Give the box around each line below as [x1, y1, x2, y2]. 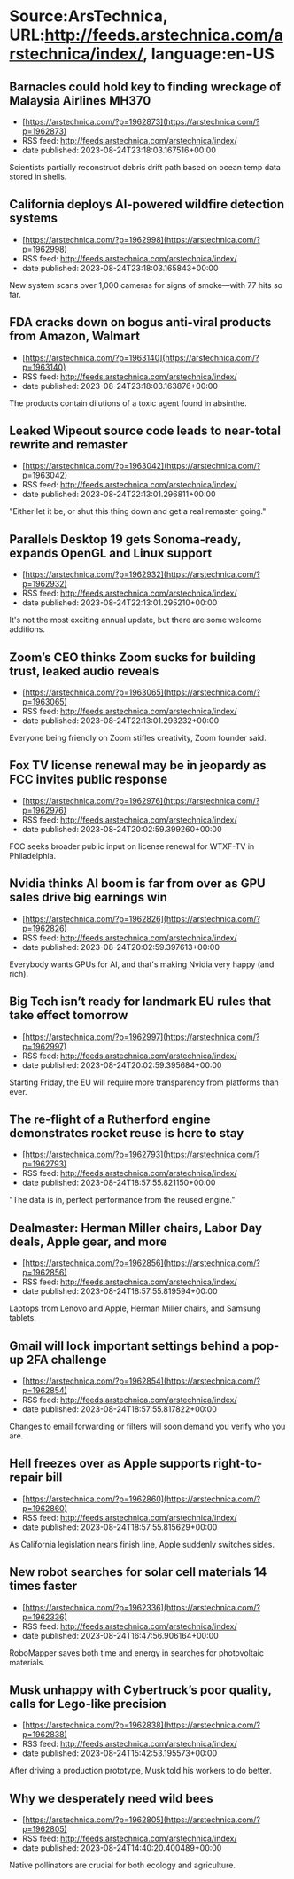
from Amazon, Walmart [9, 329, 140, 344]
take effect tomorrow [9, 1008, 128, 1023]
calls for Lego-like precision [9, 1696, 166, 1711]
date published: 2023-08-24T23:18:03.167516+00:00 [21, 144, 217, 155]
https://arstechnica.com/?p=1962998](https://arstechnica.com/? [25, 234, 261, 245]
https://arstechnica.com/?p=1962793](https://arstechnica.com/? [25, 1150, 260, 1160]
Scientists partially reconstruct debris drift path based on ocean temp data [9, 162, 282, 172]
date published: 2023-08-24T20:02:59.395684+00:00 [21, 1059, 222, 1070]
